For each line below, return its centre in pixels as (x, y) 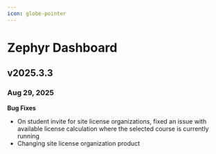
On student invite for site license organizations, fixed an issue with (112, 121)
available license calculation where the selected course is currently (113, 128)
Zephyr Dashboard (62, 47)
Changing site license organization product (79, 143)
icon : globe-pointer (37, 13)
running (28, 136)
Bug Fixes (22, 108)
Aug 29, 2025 (30, 93)
